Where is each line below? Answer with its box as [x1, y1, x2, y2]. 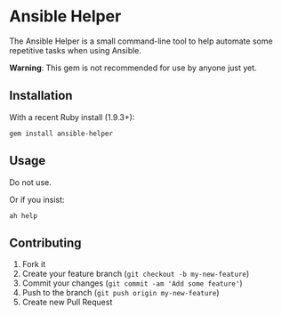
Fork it [21, 259, 46, 270]
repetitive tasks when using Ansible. [9, 45, 142, 55]
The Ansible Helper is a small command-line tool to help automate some [9, 36, 273, 46]
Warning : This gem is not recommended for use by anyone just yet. [9, 62, 257, 73]
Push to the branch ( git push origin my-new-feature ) [21, 288, 220, 298]
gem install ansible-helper [9, 129, 114, 138]
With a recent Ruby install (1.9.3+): [9, 111, 135, 122]
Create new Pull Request [21, 296, 113, 308]
